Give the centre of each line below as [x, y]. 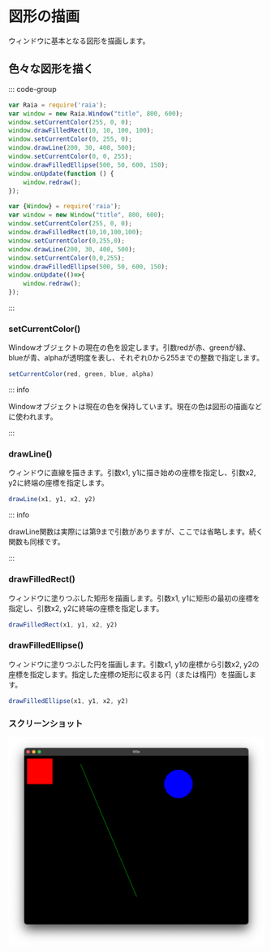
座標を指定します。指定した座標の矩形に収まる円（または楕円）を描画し [129, 674]
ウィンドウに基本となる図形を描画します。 [79, 41]
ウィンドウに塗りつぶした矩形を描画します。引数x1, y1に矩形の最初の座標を [134, 598]
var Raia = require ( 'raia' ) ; [58, 105]
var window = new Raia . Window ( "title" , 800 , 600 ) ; [96, 114]
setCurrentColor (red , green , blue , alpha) [81, 374]
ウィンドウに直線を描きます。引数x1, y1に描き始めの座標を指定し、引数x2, [132, 473]
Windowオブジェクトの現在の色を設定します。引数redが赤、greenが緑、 [129, 347]
